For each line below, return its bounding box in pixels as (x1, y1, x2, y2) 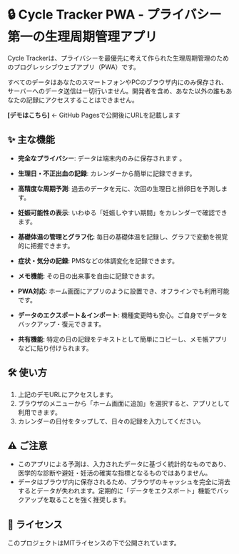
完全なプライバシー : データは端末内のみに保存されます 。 (17, 154, 186, 163)
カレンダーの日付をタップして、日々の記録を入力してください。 (17, 416, 205, 425)
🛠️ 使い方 (7, 366, 48, 379)
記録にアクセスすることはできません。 (26, 96, 138, 104)
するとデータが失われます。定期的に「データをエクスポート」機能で (17, 486, 218, 496)
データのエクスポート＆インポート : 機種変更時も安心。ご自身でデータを (17, 311, 228, 319)
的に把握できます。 (17, 241, 74, 250)
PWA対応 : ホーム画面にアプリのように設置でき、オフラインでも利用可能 (17, 287, 230, 295)
